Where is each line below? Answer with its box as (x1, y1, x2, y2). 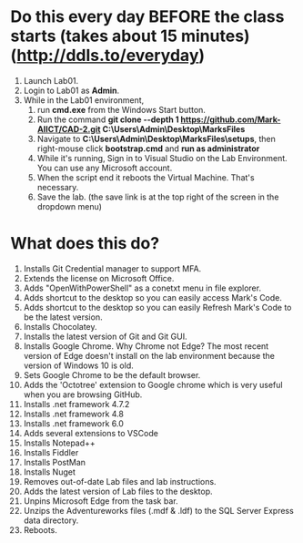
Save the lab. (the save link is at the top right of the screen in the (36, 191, 279, 202)
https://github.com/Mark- (180, 114, 281, 125)
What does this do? (10, 233, 160, 254)
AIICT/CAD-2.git (36, 123, 101, 134)
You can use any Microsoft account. (36, 162, 173, 173)
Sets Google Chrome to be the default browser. (23, 369, 201, 380)
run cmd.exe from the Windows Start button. (36, 104, 206, 115)
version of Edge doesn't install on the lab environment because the (23, 350, 276, 361)
